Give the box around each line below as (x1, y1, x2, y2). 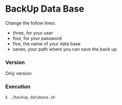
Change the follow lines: (5, 20, 56, 26)
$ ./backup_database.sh (5, 95, 56, 100)
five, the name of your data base (12, 40, 81, 46)
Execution (5, 83, 31, 90)
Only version (5, 70, 32, 76)
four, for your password (12, 35, 62, 41)
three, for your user (12, 30, 53, 36)
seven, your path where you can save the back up (12, 46, 117, 52)
